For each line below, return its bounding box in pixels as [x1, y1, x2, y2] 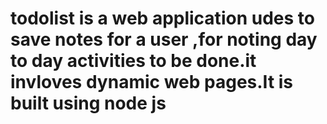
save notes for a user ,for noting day [10, 28, 318, 51]
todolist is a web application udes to [10, 7, 315, 30]
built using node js [10, 92, 167, 115]
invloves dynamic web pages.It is [10, 71, 294, 94]
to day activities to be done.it [10, 50, 257, 72]
